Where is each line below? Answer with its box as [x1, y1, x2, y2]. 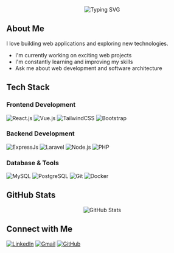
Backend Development [6, 129, 75, 138]
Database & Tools [6, 159, 59, 167]
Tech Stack [6, 82, 50, 93]
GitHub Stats [6, 190, 56, 201]
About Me [6, 24, 44, 34]
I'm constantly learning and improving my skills [15, 58, 133, 65]
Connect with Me [6, 224, 73, 234]
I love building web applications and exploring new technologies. [6, 40, 169, 47]
